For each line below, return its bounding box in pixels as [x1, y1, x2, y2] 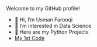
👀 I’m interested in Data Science [14, 23, 92, 29]
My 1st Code [14, 35, 45, 41]
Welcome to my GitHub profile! [6, 5, 80, 12]
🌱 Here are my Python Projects [14, 28, 89, 35]
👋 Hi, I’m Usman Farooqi [14, 16, 73, 23]
